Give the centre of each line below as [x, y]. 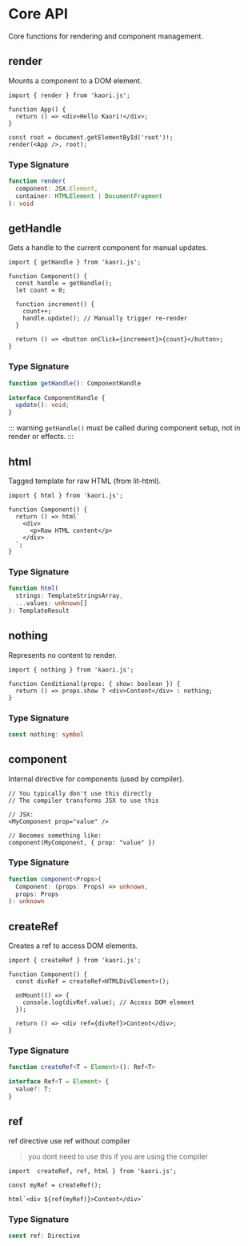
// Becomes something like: [55, 835]
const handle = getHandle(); [64, 284]
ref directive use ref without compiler [69, 1141]
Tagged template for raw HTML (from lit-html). [85, 481]
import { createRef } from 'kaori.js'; [75, 961]
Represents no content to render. [63, 655]
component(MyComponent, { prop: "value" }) [82, 842]
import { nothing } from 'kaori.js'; [71, 670]
